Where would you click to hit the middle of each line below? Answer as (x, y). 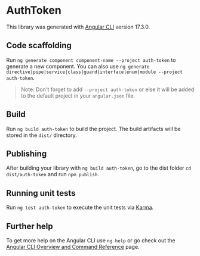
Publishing (27, 153)
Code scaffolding (39, 46)
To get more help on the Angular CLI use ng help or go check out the (91, 241)
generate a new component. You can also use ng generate (78, 66)
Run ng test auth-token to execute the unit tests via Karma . (80, 207)
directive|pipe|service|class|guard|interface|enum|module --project (95, 72)
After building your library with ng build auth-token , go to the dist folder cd (99, 168)
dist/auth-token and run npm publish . (53, 174)
